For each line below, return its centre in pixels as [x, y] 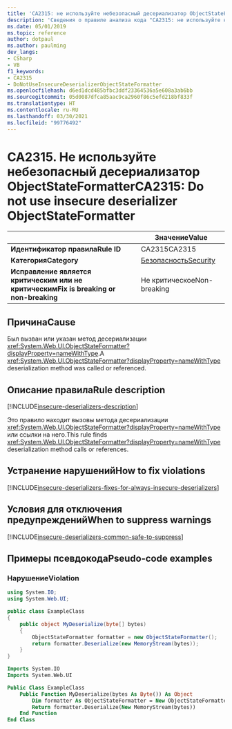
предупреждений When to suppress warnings [109, 520]
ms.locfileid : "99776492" [44, 123]
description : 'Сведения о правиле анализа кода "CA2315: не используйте [114, 20]
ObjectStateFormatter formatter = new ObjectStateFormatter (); [125, 637]
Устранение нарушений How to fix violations [106, 471]
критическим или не [47, 281]
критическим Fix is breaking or [63, 289]
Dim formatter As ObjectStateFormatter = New [99, 701]
